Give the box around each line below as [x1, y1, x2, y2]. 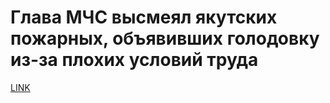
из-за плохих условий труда [10, 49, 259, 71]
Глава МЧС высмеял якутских [10, 6, 278, 29]
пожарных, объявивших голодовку [10, 27, 320, 50]
